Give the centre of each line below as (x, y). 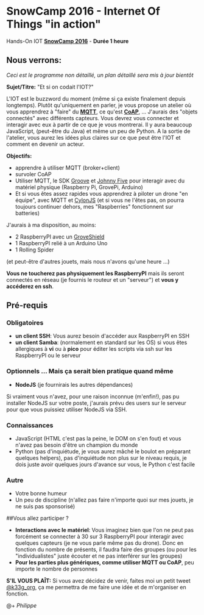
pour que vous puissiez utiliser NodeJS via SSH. (67, 409)
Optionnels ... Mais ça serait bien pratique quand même (90, 372)
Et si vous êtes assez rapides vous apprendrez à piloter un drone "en (101, 193)
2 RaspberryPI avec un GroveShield (60, 237)
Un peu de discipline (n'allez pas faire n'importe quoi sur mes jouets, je (104, 500)
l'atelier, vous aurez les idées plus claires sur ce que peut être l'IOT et (93, 137)
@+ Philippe (22, 606)
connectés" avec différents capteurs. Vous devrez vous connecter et (93, 118)
